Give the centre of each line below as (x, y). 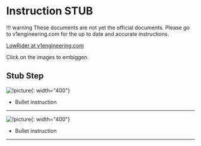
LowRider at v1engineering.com (45, 45)
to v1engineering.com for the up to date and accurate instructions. (88, 34)
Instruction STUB (50, 11)
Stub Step (25, 76)
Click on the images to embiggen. (48, 57)
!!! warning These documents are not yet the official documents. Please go (98, 28)
